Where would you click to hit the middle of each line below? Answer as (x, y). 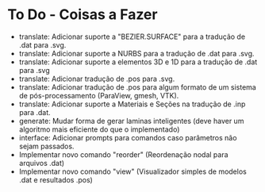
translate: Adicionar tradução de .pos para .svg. (97, 79)
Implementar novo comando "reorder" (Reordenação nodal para (123, 154)
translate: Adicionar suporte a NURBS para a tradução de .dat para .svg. (136, 53)
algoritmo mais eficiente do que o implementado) (99, 129)
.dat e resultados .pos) (56, 179)
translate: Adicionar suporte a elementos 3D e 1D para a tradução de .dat (138, 62)
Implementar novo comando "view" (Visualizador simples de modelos (132, 171)
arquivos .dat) (42, 163)
